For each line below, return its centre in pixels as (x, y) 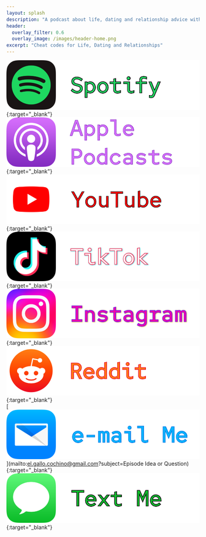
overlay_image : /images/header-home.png (64, 39)
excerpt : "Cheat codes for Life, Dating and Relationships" (85, 45)
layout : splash (26, 13)
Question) (176, 464)
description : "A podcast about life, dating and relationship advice (97, 19)
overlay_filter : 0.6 (38, 33)
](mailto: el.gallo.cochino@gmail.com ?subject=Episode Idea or (85, 464)
